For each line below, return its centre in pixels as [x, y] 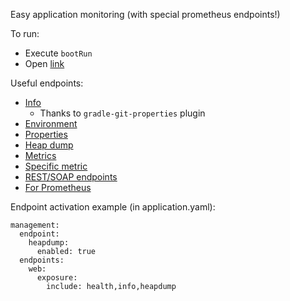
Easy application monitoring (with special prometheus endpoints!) [145, 14]
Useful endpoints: [47, 83]
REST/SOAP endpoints [71, 177]
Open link [44, 63]
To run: [25, 33]
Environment [51, 123]
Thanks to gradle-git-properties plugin [122, 113]
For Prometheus [58, 187]
